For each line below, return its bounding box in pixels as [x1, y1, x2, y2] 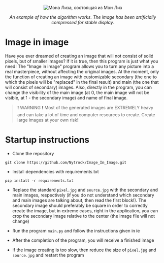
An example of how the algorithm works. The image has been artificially [9, 14, 156, 20]
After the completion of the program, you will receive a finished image [12, 237, 154, 243]
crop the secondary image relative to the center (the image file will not [12, 213, 155, 219]
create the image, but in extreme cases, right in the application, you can [12, 207, 159, 214]
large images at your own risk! [17, 117, 79, 123]
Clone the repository [12, 150, 54, 156]
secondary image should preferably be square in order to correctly [12, 202, 148, 208]
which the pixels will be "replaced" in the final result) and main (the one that [5, 79, 159, 85]
